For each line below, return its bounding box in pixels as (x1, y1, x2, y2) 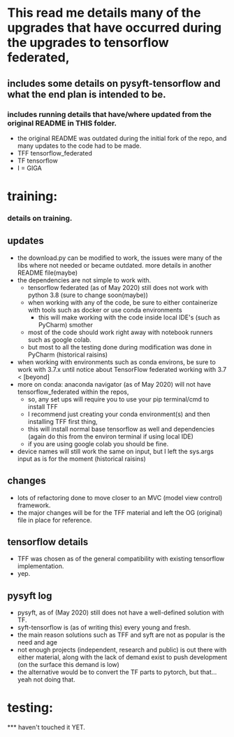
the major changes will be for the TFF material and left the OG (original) (17, 508, 223, 516)
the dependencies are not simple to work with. (17, 275, 152, 284)
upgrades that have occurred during (7, 20, 222, 36)
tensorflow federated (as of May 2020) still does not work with (27, 283, 208, 291)
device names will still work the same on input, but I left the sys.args (17, 447, 214, 455)
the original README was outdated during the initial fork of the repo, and (17, 134, 227, 142)
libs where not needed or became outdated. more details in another (17, 261, 212, 269)
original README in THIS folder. (7, 118, 117, 128)
